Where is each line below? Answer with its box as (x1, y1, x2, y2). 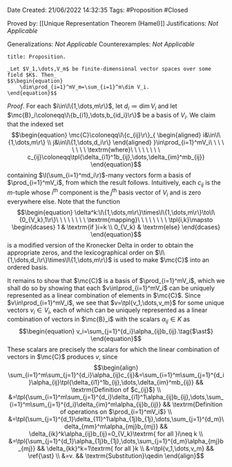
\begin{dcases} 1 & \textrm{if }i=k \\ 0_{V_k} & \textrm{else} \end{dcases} (11, 223, 221, 231)
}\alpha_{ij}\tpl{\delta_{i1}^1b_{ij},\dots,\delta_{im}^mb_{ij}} (28, 378, 195, 387)
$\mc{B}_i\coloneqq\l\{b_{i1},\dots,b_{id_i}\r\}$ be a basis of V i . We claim (7, 111, 216, 120)
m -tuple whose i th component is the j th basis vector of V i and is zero (7, 187, 202, 198)
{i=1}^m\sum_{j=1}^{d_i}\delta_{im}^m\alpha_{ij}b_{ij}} (9, 401, 162, 409)
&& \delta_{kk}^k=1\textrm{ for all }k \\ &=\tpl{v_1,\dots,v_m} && (37, 444, 214, 452)
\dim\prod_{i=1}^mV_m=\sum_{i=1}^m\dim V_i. (19, 84, 150, 91)
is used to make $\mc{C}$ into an (113, 255, 209, 264)
